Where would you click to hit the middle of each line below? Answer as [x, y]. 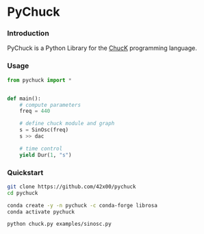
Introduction [28, 34]
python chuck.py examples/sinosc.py [59, 224]
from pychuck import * [39, 80]
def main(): [24, 99]
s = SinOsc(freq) [44, 130]
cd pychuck [23, 193]
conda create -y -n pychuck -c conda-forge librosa [82, 205]
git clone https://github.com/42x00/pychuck [72, 186]
